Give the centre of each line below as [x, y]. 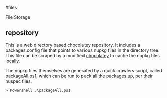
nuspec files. [19, 81]
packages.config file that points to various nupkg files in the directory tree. [82, 50]
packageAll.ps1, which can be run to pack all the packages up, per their [79, 76]
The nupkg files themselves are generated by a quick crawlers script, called [84, 70]
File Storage [18, 17]
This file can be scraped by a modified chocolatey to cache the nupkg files [82, 55]
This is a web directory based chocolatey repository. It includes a [73, 45]
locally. [13, 61]
